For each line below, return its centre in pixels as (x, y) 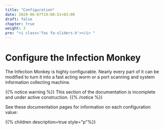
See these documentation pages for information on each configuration (78, 107)
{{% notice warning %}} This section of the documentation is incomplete (80, 92)
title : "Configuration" (30, 10)
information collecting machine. (38, 82)
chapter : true (20, 24)
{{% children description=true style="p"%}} (51, 122)
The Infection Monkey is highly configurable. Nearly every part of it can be (82, 71)
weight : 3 (16, 28)
